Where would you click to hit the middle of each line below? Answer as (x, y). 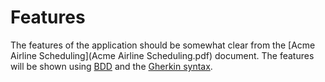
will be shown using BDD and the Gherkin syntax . (111, 66)
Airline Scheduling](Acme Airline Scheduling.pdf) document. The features (162, 55)
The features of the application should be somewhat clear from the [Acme (163, 45)
